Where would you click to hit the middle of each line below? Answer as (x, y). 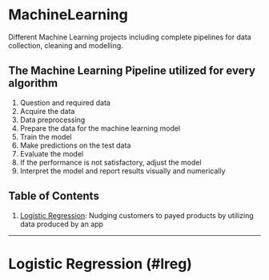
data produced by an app (62, 224)
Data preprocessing (52, 120)
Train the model (46, 136)
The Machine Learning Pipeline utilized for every (132, 71)
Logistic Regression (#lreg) (100, 264)
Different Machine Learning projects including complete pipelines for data (130, 37)
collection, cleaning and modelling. (66, 45)
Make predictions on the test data (75, 145)
